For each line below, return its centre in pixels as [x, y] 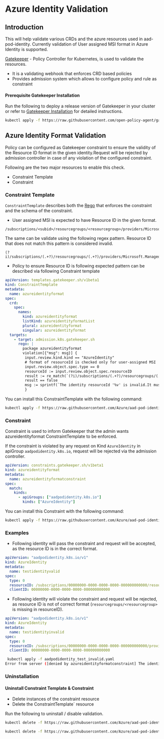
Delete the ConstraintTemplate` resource [53, 704]
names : [25, 312]
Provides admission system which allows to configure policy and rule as [84, 79]
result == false [41, 381]
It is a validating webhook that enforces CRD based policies [72, 74]
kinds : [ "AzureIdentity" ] [49, 502]
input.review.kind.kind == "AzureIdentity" [70, 358]
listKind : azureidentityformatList [59, 321]
